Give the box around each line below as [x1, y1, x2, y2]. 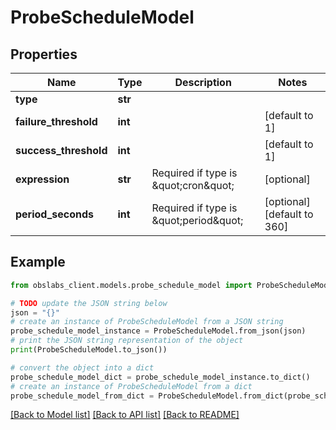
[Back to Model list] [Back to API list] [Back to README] [10, 409, 240, 421]
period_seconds [15, 207, 95, 221]
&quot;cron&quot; [151, 179, 235, 192]
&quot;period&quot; [151, 214, 244, 227]
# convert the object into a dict [10, 362, 155, 373]
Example [10, 254, 66, 271]
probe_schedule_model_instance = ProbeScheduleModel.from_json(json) [10, 326, 307, 336]
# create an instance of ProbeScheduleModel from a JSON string [10, 317, 284, 327]
